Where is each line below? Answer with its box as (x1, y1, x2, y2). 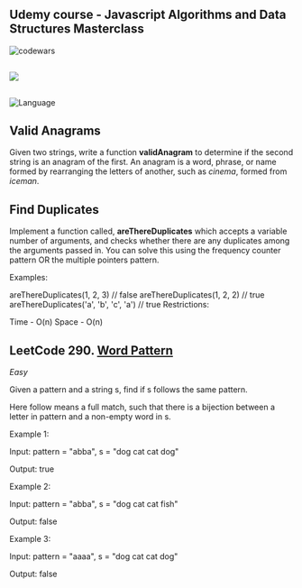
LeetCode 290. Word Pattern (9, 343, 174, 358)
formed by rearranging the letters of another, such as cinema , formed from (9, 166, 288, 177)
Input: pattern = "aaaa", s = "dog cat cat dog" (9, 551, 178, 562)
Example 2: (9, 482, 51, 492)
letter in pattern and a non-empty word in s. (9, 411, 171, 422)
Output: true (9, 464, 55, 474)
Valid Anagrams (9, 123, 101, 138)
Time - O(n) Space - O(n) (9, 317, 104, 327)
